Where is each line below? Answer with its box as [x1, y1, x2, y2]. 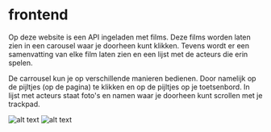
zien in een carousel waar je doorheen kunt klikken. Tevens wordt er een [8, 40, 250, 50]
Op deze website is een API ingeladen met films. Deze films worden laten [8, 32, 252, 42]
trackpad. [8, 99, 40, 109]
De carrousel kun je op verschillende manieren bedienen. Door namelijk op [8, 73, 256, 83]
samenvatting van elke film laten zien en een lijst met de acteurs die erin [8, 49, 248, 59]
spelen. [8, 58, 33, 68]
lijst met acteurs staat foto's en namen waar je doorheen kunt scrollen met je [8, 90, 263, 100]
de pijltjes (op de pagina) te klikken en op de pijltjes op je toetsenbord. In [8, 82, 250, 92]
